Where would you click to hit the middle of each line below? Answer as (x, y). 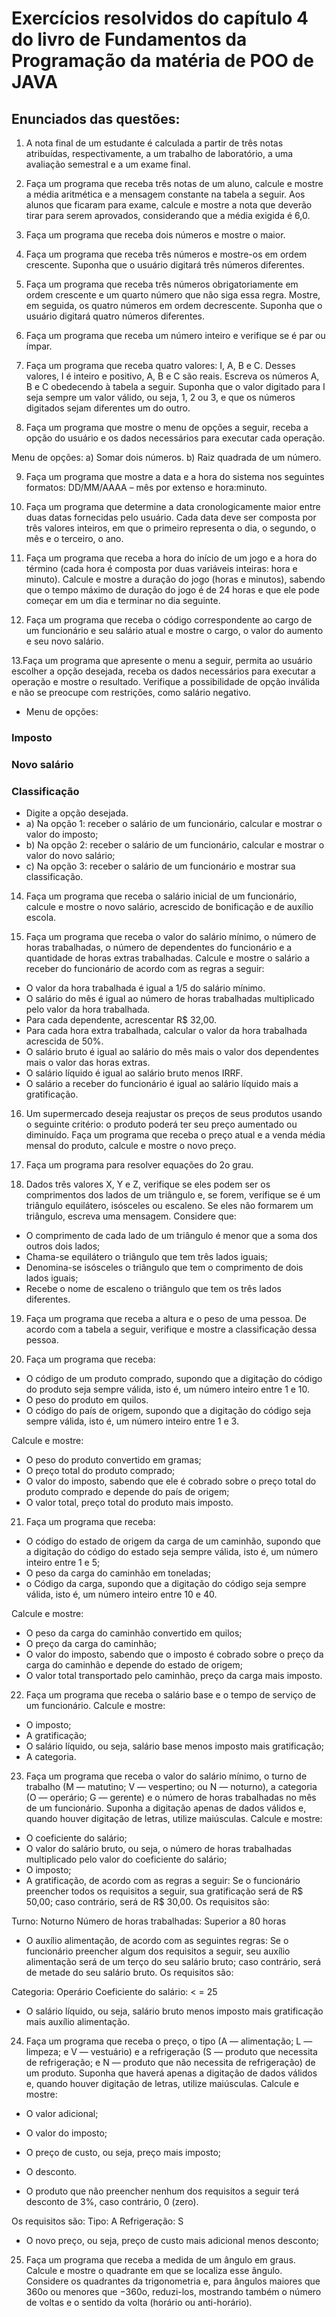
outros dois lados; (63, 1246)
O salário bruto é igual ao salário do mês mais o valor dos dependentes (172, 1052)
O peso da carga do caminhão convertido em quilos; (134, 1633)
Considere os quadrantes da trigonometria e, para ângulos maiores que (173, 2281)
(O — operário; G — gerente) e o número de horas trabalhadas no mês (171, 1798)
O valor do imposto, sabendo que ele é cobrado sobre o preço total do (171, 1481)
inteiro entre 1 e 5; (63, 1563)
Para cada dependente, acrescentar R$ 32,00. (121, 1020)
